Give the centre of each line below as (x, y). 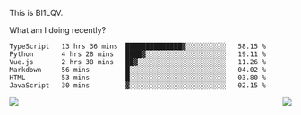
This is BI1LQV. (36, 13)
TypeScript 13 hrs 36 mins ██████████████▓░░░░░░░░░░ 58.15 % (138, 46)
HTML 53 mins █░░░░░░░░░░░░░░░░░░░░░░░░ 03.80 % (138, 78)
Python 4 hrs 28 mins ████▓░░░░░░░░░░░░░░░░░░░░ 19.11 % (138, 54)
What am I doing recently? (58, 30)
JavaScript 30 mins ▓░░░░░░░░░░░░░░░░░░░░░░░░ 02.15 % (138, 86)
